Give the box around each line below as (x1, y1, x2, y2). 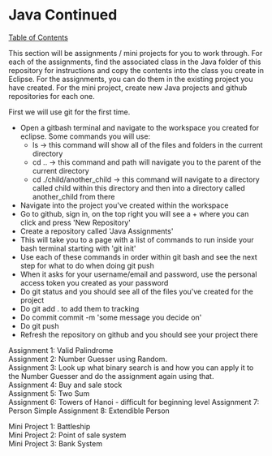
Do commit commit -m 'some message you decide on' (19, 312, 202, 322)
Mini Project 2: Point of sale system (8, 430, 127, 440)
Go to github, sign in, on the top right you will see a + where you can (19, 209, 249, 218)
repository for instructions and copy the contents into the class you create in (8, 65, 264, 75)
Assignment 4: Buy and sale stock (8, 380, 123, 389)
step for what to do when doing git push (19, 260, 154, 270)
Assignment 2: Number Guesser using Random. (8, 354, 168, 364)
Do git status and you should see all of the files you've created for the (19, 286, 253, 296)
